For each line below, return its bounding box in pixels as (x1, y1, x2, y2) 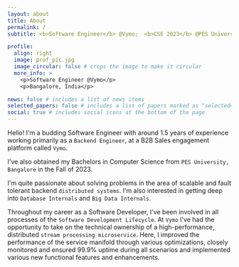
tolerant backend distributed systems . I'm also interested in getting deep (7, 187, 223, 194)
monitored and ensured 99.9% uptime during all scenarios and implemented (7, 246, 231, 253)
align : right (14, 50, 53, 57)
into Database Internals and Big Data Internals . (7, 194, 152, 202)
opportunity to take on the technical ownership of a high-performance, (7, 223, 215, 231)
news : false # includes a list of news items (7, 95, 144, 103)
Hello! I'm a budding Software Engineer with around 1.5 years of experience (7, 129, 229, 137)
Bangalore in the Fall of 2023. (7, 165, 93, 173)
